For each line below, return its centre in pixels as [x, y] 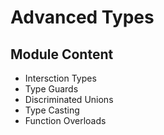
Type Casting [52, 110]
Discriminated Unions [69, 99]
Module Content [62, 54]
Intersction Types [60, 78]
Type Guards [51, 89]
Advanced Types [82, 17]
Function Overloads [65, 120]
